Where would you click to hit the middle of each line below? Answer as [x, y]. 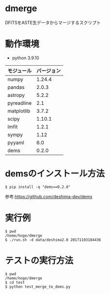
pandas [16, 87]
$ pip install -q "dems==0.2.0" [38, 187]
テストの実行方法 [39, 260]
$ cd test [15, 282]
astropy [16, 95]
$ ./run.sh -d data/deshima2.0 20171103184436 [53, 240]
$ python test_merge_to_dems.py [38, 287]
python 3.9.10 [26, 58]
